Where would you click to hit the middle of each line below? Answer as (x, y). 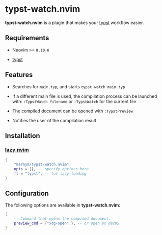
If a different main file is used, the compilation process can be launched (84, 96)
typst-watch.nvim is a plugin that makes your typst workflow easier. (75, 23)
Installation (23, 136)
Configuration (27, 194)
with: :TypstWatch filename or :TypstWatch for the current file (74, 101)
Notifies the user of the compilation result (54, 120)
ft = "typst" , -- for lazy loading (50, 173)
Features (19, 75)
